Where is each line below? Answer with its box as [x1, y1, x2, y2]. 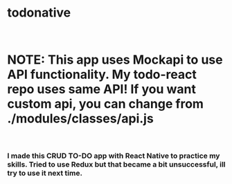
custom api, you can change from [7, 96, 204, 112]
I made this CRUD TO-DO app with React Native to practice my [7, 151, 220, 160]
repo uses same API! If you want [7, 82, 196, 98]
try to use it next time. [7, 168, 83, 178]
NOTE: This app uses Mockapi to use [7, 52, 223, 68]
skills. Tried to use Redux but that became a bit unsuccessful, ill [7, 159, 226, 169]
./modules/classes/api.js [7, 111, 154, 127]
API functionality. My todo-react [7, 67, 197, 82]
